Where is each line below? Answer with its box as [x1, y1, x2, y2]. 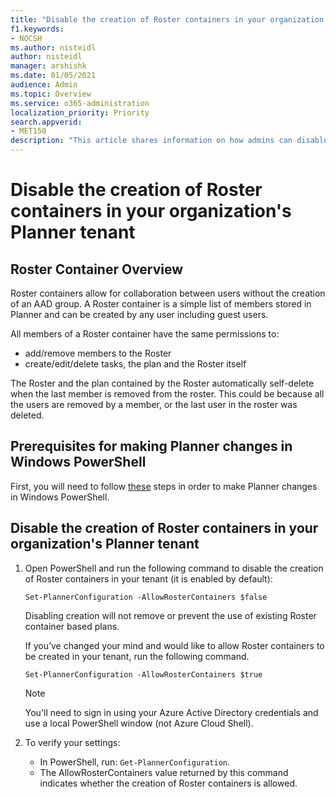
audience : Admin [10, 80, 78, 90]
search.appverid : [10, 117, 83, 127]
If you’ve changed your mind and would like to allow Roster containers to [24, 639, 325, 651]
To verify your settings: [24, 736, 121, 748]
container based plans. [24, 620, 120, 632]
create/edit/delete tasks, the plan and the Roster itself [24, 358, 247, 370]
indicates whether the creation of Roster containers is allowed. [39, 777, 298, 789]
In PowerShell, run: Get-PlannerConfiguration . [39, 756, 231, 768]
